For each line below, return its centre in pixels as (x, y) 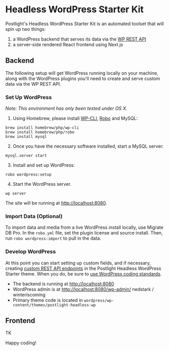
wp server (16, 193)
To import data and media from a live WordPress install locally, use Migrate (84, 227)
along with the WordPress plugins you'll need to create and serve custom (83, 79)
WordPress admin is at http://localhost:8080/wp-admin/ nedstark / (83, 289)
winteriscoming (29, 295)
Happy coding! (21, 343)
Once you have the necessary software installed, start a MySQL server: (88, 146)
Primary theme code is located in (48, 300)
